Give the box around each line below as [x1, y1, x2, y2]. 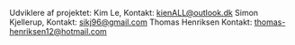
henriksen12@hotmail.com [9, 26, 108, 36]
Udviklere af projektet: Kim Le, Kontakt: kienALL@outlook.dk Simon [9, 8, 259, 18]
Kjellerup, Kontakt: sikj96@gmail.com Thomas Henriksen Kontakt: [9, 17, 253, 27]
